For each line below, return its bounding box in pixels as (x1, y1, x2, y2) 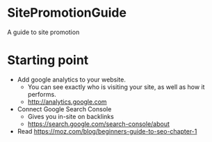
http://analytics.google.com (27, 97, 107, 106)
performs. (27, 90, 57, 98)
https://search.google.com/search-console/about (27, 120, 170, 128)
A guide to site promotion (7, 28, 80, 36)
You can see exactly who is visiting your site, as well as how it (27, 82, 205, 91)
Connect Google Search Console (17, 104, 112, 113)
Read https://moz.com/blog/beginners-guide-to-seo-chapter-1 (17, 127, 197, 135)
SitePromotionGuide (7, 5, 127, 21)
